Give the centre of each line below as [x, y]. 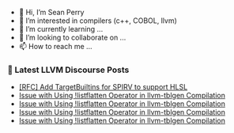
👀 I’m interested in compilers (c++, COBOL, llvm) [98, 21]
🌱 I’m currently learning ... [61, 29]
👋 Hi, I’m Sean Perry [51, 12]
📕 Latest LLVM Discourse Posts [68, 70]
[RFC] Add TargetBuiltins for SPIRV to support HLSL [103, 87]
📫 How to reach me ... [55, 46]
